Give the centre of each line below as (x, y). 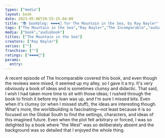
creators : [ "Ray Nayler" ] (31, 42)
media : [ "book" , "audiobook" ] (35, 32)
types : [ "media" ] (23, 10)
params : (13, 60)
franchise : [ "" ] (22, 50)
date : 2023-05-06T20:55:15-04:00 (39, 19)
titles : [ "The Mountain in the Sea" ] (44, 37)
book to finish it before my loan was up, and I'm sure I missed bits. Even (78, 99)
